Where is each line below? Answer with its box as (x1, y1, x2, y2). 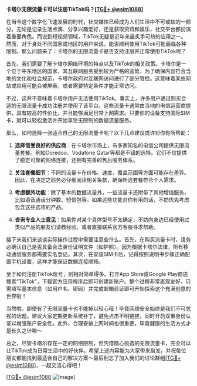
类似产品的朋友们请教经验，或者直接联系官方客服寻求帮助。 (14, 224, 159, 230)
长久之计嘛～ (11, 327, 42, 334)
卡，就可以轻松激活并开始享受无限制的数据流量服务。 (6, 117, 135, 124)
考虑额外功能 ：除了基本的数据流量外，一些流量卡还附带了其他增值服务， (14, 189, 189, 196)
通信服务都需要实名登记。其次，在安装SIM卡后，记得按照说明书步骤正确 (11, 251, 185, 258)
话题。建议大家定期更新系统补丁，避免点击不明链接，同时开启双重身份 (16, 312, 186, 320)
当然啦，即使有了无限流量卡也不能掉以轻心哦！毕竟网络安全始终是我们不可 (6, 305, 186, 312)
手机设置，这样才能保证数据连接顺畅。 (11, 258, 104, 265)
